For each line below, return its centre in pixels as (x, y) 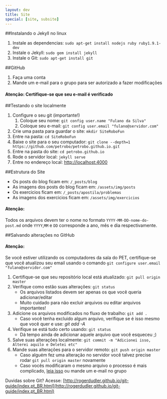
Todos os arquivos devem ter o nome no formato (55, 220)
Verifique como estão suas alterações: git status (64, 286)
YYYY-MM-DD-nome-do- (128, 220)
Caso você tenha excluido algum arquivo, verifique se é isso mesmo (90, 318)
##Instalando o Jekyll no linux (36, 34)
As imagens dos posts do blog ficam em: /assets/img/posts (74, 187)
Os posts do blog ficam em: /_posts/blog (55, 181)
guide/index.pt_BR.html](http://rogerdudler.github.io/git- (63, 385)
